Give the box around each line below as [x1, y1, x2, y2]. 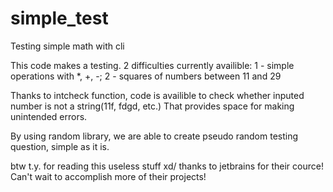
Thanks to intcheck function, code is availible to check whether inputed [10, 89, 305, 101]
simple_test [10, 7, 109, 30]
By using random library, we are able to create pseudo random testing [10, 130, 299, 142]
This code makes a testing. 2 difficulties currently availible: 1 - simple [10, 59, 295, 71]
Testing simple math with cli [10, 40, 125, 52]
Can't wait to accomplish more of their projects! [10, 170, 207, 182]
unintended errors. [10, 110, 88, 122]
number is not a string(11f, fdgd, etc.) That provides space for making [10, 100, 295, 112]
